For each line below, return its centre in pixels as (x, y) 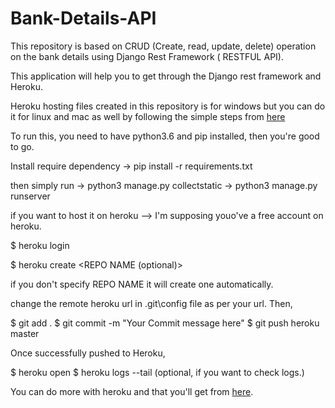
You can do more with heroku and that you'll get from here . (132, 391)
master (25, 333)
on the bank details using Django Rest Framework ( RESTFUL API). (147, 56)
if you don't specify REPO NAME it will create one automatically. (142, 284)
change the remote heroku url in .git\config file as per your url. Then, (151, 303)
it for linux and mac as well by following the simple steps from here (148, 116)
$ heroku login (40, 245)
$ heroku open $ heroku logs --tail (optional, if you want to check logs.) (157, 372)
